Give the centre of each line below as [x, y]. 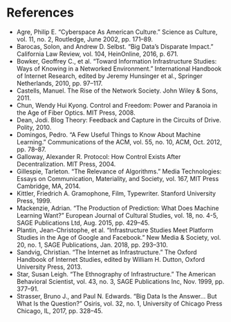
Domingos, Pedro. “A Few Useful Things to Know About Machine [109, 134]
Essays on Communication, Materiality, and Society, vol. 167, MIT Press [118, 178]
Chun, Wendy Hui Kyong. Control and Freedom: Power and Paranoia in [117, 105]
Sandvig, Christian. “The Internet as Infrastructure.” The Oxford [107, 252]
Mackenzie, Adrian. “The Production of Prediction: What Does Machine [118, 208]
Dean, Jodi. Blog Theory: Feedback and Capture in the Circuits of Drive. [119, 120]
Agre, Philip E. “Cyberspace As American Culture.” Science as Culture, [117, 32]
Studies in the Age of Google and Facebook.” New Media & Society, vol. [119, 237]
